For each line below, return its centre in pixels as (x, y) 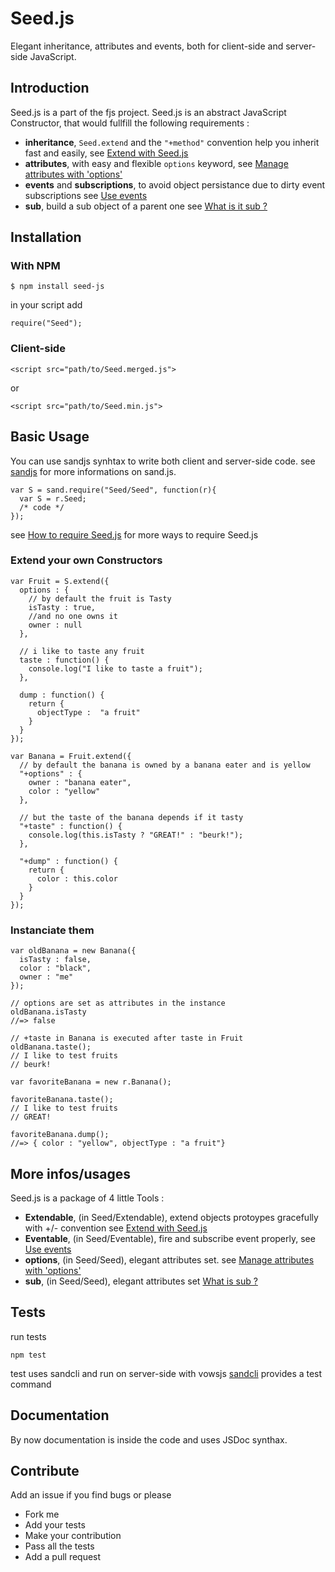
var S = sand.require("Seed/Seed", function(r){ (113, 490)
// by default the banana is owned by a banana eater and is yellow (165, 765)
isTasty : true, (62, 607)
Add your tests (55, 1525)
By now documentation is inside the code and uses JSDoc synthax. (149, 1439)
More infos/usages (70, 1173)
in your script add (46, 305)
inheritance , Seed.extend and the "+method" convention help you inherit (172, 142)
